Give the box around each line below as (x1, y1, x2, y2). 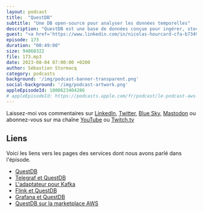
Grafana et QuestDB (14, 193, 65, 200)
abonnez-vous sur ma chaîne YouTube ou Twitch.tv (6, 116, 135, 123)
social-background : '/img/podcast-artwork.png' (6, 82, 129, 88)
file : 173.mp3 (6, 54, 42, 60)
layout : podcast (6, 8, 47, 15)
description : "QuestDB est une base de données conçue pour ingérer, (6, 25, 185, 32)
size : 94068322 (6, 48, 45, 54)
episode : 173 (6, 37, 39, 43)
